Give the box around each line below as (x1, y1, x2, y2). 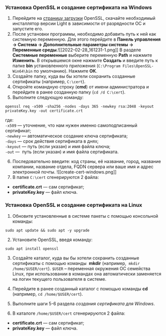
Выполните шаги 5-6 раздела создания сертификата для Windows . (12, 300, 155, 307)
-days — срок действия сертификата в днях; (5, 138, 99, 144)
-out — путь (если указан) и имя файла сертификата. (5, 149, 119, 155)
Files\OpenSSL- (122, 64, 154, 69)
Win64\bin (12, 69, 33, 74)
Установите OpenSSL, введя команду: (12, 237, 93, 243)
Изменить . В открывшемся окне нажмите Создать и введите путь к (12, 58, 158, 64)
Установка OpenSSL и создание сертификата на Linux (5, 202, 143, 209)
